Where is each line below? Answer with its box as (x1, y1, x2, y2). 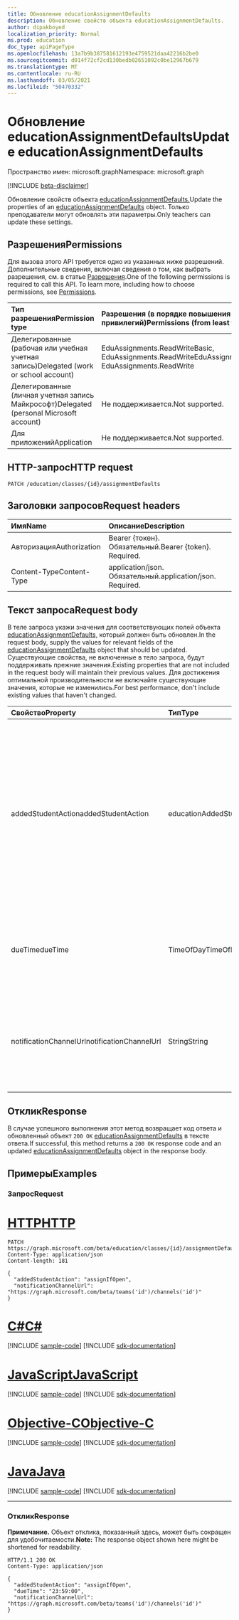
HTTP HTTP (7, 1214, 76, 1231)
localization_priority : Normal (7, 30, 100, 38)
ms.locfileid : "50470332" (7, 83, 84, 90)
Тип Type (168, 708, 199, 718)
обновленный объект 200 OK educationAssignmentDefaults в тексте (7, 1132, 210, 1140)
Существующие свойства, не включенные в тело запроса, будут (7, 653, 205, 662)
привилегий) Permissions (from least (101, 318, 230, 327)
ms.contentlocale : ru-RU (7, 70, 81, 77)
